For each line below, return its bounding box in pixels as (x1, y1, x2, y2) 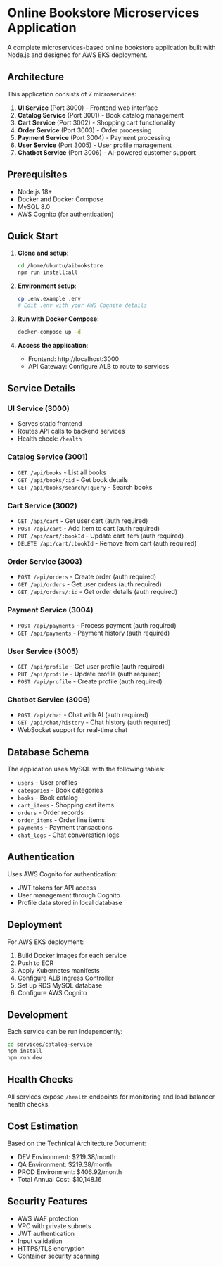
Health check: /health (17, 434, 82, 443)
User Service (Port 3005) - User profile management (17, 141, 172, 149)
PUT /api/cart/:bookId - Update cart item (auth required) (17, 531, 184, 540)
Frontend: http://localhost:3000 (27, 354, 120, 363)
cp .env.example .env (17, 296, 81, 303)
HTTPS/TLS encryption (17, 1244, 86, 1252)
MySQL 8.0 (17, 202, 51, 210)
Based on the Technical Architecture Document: (7, 1139, 146, 1147)
